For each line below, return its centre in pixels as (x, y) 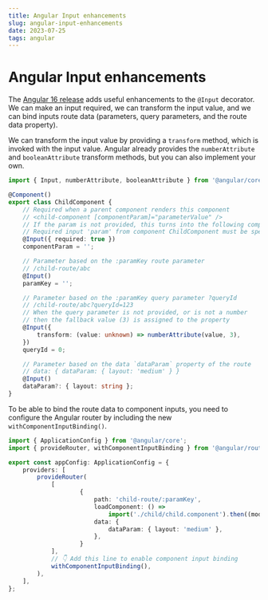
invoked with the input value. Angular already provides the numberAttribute (132, 149)
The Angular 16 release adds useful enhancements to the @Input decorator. (132, 100)
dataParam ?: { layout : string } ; (78, 387)
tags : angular (32, 38)
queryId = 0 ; (44, 349)
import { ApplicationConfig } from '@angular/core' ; (98, 440)
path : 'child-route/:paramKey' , (148, 499)
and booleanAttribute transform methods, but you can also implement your (132, 157)
